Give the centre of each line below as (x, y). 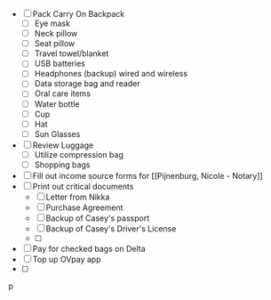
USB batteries (60, 64)
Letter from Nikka (78, 197)
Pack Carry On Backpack (79, 14)
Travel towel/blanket (72, 53)
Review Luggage (63, 145)
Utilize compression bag (79, 154)
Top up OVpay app (67, 259)
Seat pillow (55, 44)
